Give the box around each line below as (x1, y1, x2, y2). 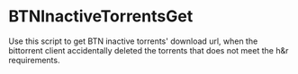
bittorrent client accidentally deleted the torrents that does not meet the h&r (8, 45, 289, 55)
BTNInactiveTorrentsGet (8, 6, 194, 27)
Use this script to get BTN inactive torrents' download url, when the (8, 36, 258, 46)
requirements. (8, 54, 60, 65)
